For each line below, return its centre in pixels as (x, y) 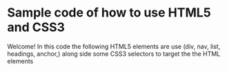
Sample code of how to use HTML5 (109, 13)
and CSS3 (36, 27)
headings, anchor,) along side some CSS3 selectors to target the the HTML (114, 54)
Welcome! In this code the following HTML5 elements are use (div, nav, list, (114, 46)
